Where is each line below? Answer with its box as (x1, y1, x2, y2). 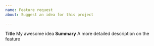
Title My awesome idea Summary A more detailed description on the (5, 30, 149, 36)
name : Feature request (5, 7, 53, 13)
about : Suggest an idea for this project (5, 12, 94, 17)
